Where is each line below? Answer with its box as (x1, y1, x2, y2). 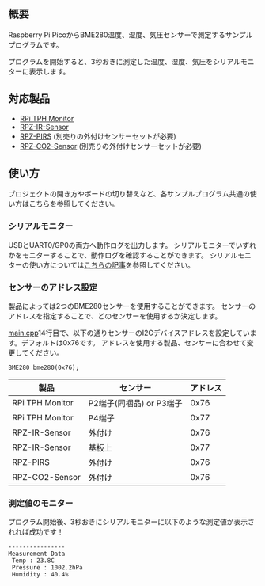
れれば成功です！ (8, 527, 64, 537)
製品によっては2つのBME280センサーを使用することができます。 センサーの (8, 302, 256, 311)
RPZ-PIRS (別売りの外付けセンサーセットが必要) (19, 131, 176, 141)
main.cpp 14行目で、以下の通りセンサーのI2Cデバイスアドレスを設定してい (8, 328, 251, 338)
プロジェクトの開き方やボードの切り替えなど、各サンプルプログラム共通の (8, 189, 251, 199)
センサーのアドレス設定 (8, 282, 97, 293)
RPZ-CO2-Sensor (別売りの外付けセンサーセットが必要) (19, 141, 202, 150)
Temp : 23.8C (11, 557, 55, 565)
